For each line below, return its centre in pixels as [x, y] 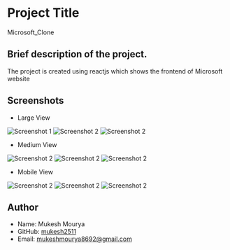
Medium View [37, 144]
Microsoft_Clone [31, 32]
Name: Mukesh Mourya [51, 224]
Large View [34, 118]
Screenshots [36, 100]
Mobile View [35, 172]
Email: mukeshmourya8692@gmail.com [75, 239]
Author [23, 207]
